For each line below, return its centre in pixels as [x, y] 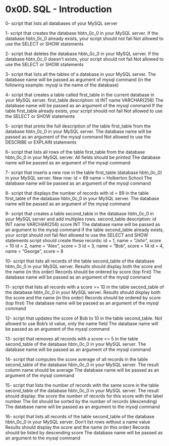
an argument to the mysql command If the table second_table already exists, [84, 230]
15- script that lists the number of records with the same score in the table [82, 385]
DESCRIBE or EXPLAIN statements [41, 142]
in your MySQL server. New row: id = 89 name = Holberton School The [79, 177]
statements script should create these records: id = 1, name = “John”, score [83, 240]
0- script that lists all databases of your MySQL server [61, 23]
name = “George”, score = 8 [34, 251]
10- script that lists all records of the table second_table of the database [80, 261]
